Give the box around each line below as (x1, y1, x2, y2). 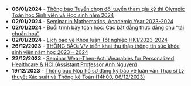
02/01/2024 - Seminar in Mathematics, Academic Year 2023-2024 (11, 18, 174, 24)
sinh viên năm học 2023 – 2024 (11, 49, 88, 55)
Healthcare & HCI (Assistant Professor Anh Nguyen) (11, 61, 138, 68)
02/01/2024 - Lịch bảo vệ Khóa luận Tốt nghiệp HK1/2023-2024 (11, 37, 168, 43)
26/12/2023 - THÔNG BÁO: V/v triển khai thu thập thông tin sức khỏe (11, 42, 180, 49)
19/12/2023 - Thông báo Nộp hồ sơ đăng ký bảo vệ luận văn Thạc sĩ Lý (11, 67, 185, 74)
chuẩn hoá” (11, 30, 40, 37)
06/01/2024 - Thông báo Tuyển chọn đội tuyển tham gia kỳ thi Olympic (11, 6, 185, 12)
